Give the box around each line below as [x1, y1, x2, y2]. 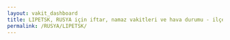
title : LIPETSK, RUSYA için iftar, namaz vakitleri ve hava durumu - [7, 16, 210, 23]
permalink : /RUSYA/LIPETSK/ [7, 22, 88, 29]
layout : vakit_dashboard [7, 9, 78, 17]
